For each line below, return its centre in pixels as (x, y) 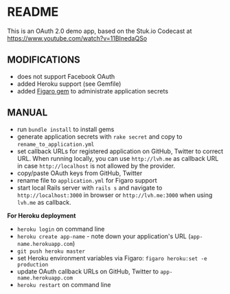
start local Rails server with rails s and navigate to (90, 188)
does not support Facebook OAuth (66, 76)
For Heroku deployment (42, 215)
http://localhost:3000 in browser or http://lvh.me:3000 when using (115, 195)
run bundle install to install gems (66, 129)
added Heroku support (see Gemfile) (69, 84)
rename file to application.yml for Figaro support (87, 180)
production (33, 264)
